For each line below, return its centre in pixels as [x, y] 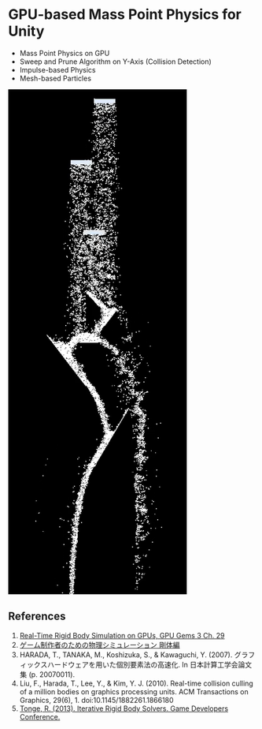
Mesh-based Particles [55, 78]
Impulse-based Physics [57, 69]
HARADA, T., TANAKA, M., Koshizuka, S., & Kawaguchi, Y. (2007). [126, 654]
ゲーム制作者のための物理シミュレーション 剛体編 [100, 645]
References [37, 617]
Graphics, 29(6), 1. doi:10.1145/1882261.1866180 [97, 700]
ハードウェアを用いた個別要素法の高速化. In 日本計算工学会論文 [149, 664]
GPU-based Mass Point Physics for [125, 15]
